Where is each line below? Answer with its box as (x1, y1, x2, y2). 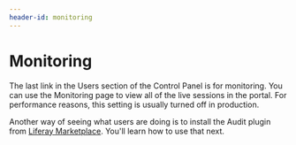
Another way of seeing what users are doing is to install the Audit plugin (9, 116, 271, 126)
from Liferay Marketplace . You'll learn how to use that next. (9, 126, 225, 136)
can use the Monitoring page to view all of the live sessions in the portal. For (9, 89, 287, 100)
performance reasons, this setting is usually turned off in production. (9, 99, 260, 110)
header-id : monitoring (9, 12, 93, 22)
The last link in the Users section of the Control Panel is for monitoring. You (9, 80, 283, 91)
